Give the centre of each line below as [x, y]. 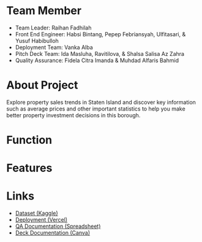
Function [29, 140]
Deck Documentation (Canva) [53, 233]
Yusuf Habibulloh [37, 41]
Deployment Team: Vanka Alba [54, 47]
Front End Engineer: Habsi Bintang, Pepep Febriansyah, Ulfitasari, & [100, 34]
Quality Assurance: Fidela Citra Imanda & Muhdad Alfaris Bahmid [97, 60]
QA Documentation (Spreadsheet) [58, 226]
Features [29, 168]
